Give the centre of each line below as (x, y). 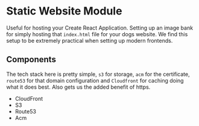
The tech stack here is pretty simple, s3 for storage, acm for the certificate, (98, 74)
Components (31, 59)
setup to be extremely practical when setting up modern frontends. (90, 40)
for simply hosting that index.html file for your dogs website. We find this (97, 34)
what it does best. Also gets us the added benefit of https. (78, 87)
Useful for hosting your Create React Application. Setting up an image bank (100, 28)
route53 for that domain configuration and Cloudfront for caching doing (95, 80)
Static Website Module (64, 11)
